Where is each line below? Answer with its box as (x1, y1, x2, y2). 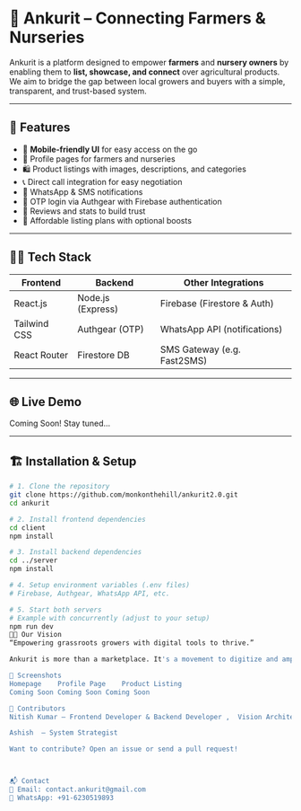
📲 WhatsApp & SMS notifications (21, 186, 143, 197)
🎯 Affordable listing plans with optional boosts (21, 215, 193, 225)
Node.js (77, 291, 110, 304)
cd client (9, 523, 47, 533)
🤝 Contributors (9, 704, 66, 713)
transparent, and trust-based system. (9, 85, 148, 96)
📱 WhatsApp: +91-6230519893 (9, 793, 115, 802)
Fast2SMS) (159, 354, 208, 366)
